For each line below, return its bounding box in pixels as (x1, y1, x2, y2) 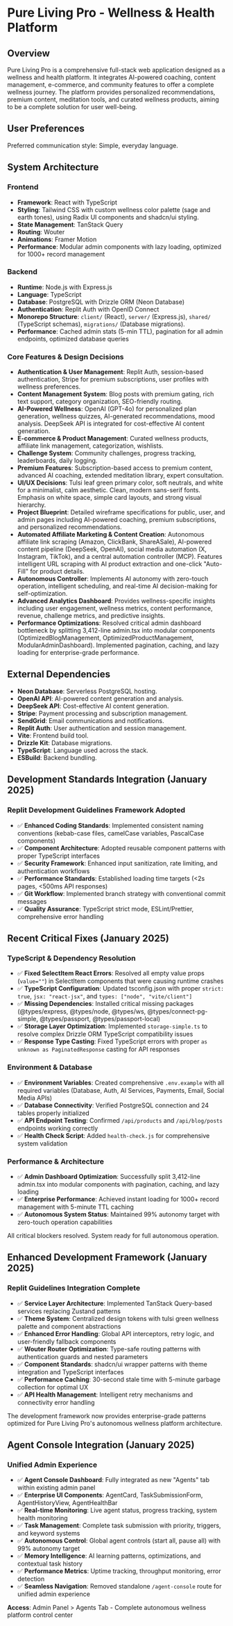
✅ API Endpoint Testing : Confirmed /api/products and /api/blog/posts (17, 1116, 223, 1124)
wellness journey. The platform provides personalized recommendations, (7, 88, 216, 96)
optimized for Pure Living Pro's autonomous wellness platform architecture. (7, 1419, 223, 1427)
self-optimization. (17, 590, 68, 598)
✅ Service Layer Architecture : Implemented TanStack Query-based (17, 1299, 213, 1308)
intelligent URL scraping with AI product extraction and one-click (17, 560, 202, 568)
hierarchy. (17, 501, 46, 509)
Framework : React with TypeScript (17, 198, 118, 206)
